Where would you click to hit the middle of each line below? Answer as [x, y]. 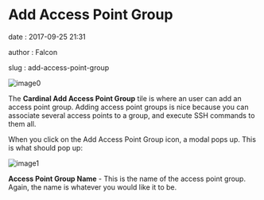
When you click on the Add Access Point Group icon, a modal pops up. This [132, 139]
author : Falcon [33, 52]
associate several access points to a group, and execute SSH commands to [132, 115]
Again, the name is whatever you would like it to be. [93, 187]
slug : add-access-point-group [59, 67]
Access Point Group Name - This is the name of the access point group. [127, 178]
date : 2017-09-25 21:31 [47, 37]
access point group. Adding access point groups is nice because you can [128, 107]
